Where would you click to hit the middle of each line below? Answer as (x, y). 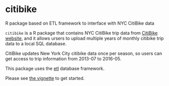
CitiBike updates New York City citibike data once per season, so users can (84, 53)
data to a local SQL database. (36, 43)
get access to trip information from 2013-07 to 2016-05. (63, 58)
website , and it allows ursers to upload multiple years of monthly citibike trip (85, 38)
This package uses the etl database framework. (55, 68)
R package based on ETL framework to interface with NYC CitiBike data (80, 23)
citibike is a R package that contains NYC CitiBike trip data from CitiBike (81, 33)
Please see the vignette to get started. (45, 78)
